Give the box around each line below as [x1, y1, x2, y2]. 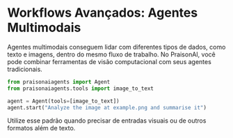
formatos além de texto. [7, 124, 76, 132]
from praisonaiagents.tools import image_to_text [7, 85, 154, 92]
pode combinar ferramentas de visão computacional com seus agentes [7, 57, 212, 66]
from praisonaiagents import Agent [7, 78, 111, 85]
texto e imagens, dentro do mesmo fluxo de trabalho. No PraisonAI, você [7, 50, 216, 59]
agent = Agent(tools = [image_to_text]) [7, 98, 120, 105]
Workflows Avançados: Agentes [7, 5, 198, 21]
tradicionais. [7, 65, 43, 73]
